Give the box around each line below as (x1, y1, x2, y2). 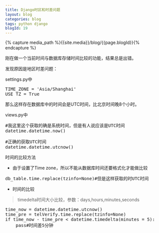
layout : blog (5, 12, 32, 17)
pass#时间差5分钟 (15, 223, 54, 229)
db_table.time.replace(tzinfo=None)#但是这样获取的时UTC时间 (5, 176, 149, 182)
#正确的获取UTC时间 (5, 139, 46, 145)
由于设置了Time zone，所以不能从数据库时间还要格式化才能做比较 (12, 165, 148, 171)
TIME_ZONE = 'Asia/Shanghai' (5, 86, 76, 92)
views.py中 (5, 112, 28, 118)
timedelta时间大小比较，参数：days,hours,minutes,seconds (17, 197, 140, 203)
